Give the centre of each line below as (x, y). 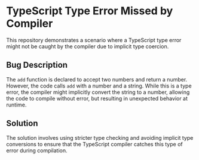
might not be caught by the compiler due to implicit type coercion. (88, 46)
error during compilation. (37, 150)
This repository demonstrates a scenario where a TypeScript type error (94, 40)
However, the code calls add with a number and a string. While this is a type (99, 86)
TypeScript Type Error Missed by (90, 11)
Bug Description (37, 65)
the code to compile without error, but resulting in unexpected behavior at (97, 98)
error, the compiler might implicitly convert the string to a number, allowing (98, 92)
